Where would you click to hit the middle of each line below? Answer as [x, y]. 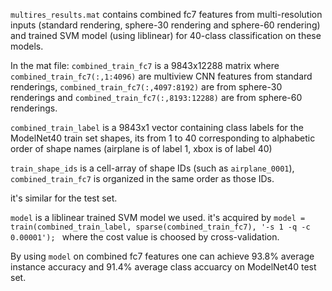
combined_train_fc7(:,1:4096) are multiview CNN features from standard [161, 76]
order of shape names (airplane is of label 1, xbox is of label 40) [141, 148]
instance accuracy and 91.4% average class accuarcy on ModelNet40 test [163, 267]
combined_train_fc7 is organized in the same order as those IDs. [142, 178]
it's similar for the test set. [64, 198]
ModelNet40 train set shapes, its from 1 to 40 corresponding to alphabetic [163, 138]
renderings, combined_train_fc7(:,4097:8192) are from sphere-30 [146, 87]
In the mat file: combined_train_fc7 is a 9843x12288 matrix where [145, 65]
